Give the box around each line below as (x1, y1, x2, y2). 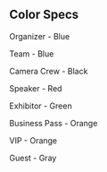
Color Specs (9, 7, 79, 22)
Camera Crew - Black (9, 65, 88, 76)
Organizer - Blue (9, 30, 70, 41)
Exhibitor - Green (9, 100, 73, 111)
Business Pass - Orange (9, 117, 98, 128)
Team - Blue (9, 48, 54, 59)
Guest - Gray (9, 152, 57, 163)
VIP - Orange (9, 134, 58, 146)
